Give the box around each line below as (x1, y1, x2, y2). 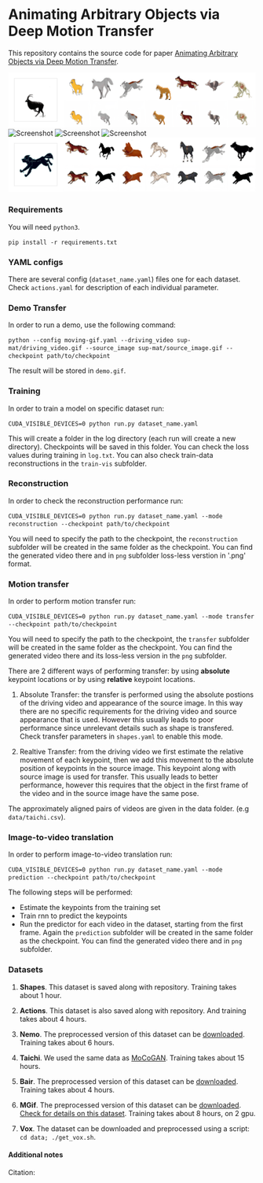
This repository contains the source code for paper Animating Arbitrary (8, 48, 238, 57)
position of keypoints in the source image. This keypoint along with (19, 764, 236, 773)
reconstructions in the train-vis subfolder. (8, 459, 148, 468)
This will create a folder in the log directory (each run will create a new (8, 433, 236, 443)
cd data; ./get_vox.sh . (19, 1132, 97, 1141)
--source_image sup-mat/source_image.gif (85, 345, 223, 352)
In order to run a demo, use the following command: (8, 320, 177, 330)
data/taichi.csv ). (8, 813, 66, 822)
